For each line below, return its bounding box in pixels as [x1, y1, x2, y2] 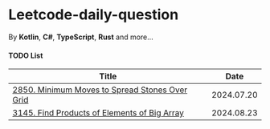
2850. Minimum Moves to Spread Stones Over [12, 84, 188, 95]
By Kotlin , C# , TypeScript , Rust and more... [8, 32, 154, 42]
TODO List [8, 50, 43, 60]
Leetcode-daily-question [8, 6, 179, 24]
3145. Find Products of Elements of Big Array [12, 107, 185, 119]
